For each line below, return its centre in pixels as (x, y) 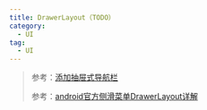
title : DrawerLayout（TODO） (62, 17)
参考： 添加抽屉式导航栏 (74, 78)
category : (28, 26)
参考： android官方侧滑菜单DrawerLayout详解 (115, 97)
